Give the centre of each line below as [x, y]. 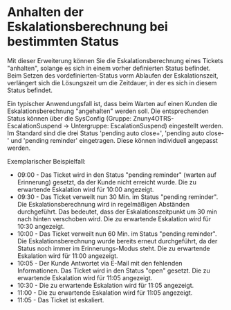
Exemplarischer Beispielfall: [47, 161]
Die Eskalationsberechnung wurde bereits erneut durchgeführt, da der [117, 241]
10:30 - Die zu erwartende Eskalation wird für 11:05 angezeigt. [105, 285]
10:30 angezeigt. [41, 226]
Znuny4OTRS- [154, 118]
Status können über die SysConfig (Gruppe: [70, 118]
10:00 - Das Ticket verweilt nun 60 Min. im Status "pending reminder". [117, 234]
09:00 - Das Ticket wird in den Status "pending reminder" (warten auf [117, 175]
